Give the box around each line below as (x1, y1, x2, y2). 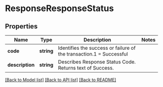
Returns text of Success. (58, 65, 114, 71)
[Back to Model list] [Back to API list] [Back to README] (5, 77, 116, 83)
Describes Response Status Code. (58, 58, 136, 65)
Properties (5, 22, 38, 30)
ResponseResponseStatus (5, 3, 114, 14)
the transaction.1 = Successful (58, 51, 128, 57)
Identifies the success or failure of (58, 44, 136, 51)
